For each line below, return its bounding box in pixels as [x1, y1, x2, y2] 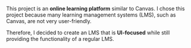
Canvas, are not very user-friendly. [6, 18, 92, 24]
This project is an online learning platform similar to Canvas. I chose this [6, 5, 185, 12]
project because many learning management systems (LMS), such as [6, 11, 176, 18]
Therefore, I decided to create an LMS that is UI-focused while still [6, 29, 170, 36]
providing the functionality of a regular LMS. [6, 36, 114, 42]
